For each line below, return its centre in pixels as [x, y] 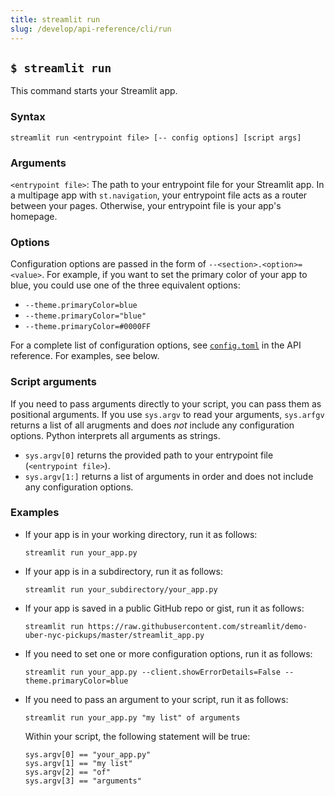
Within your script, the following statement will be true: [137, 736]
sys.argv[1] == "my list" [78, 763]
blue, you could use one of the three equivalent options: [125, 285]
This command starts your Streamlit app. [94, 91]
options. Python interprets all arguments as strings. [115, 435]
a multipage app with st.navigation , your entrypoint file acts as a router [159, 195]
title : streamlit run [55, 19]
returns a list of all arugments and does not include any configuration [152, 425]
